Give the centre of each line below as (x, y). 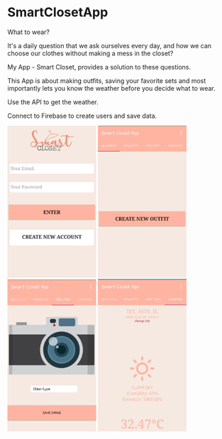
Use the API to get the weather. (53, 102)
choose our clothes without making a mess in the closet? (90, 53)
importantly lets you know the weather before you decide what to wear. (112, 88)
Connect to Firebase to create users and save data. (82, 116)
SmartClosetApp (58, 12)
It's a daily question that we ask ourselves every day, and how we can (109, 45)
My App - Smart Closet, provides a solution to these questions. (99, 67)
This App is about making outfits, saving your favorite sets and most (107, 80)
